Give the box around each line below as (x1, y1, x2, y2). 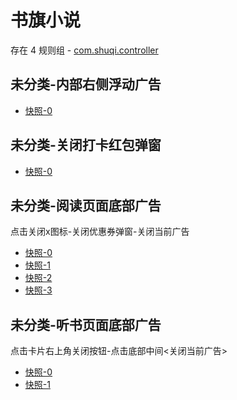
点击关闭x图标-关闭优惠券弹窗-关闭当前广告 (10, 226, 190, 238)
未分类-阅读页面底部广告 (10, 197, 162, 214)
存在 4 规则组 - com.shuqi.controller (10, 44, 159, 56)
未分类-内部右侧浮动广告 (10, 76, 162, 93)
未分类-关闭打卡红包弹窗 (10, 137, 162, 154)
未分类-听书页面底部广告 (10, 316, 162, 333)
